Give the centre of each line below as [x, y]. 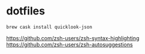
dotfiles [26, 11]
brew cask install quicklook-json [49, 27]
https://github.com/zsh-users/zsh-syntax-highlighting [73, 38]
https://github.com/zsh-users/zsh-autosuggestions [70, 44]
